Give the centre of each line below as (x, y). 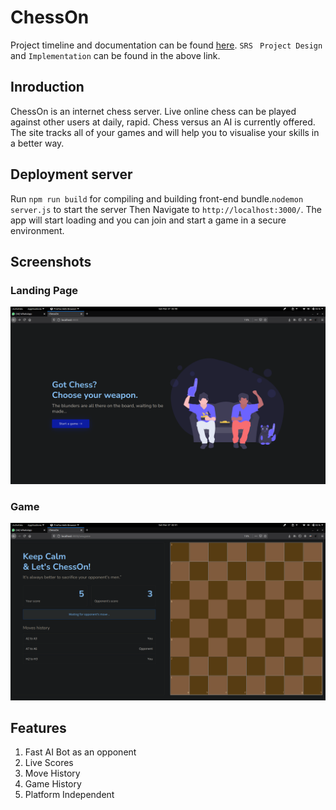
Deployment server (71, 174)
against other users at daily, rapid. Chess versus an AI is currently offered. (163, 122)
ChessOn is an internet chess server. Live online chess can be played (153, 111)
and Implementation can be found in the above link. (115, 55)
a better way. (37, 143)
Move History (52, 773)
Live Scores (49, 763)
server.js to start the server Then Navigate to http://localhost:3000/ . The (166, 209)
